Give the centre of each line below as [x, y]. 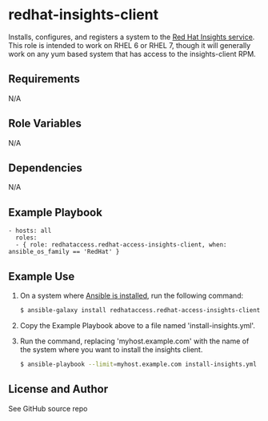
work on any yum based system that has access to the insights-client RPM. [132, 54]
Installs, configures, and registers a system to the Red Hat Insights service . [132, 37]
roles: [26, 238]
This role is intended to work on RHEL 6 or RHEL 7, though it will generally [130, 45]
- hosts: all [30, 231]
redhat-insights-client [83, 15]
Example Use [42, 277]
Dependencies [45, 168]
